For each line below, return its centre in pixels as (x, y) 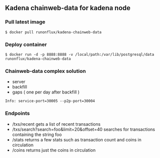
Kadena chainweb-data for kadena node (68, 8)
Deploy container (26, 45)
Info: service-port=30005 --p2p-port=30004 (50, 101)
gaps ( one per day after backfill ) (46, 92)
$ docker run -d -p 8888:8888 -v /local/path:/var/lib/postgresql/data (80, 54)
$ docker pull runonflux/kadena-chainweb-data (53, 32)
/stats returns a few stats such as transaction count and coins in (77, 139)
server (19, 82)
